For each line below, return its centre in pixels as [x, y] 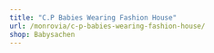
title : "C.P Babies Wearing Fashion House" [93, 18]
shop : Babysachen [42, 34]
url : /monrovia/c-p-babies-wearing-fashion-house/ [107, 26]
